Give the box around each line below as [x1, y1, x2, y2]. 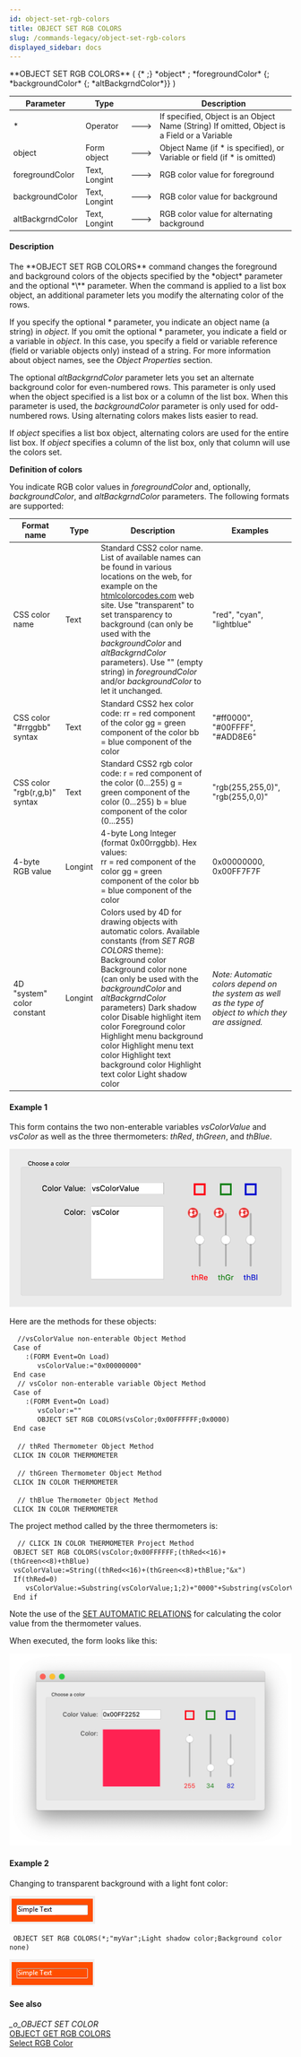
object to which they [211, 1007, 288, 1018]
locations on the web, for [100, 571, 193, 582]
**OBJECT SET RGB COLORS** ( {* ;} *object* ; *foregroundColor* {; [9, 68, 271, 80]
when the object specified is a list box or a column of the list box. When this [9, 391, 288, 402]
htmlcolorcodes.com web [100, 590, 194, 601]
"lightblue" [211, 619, 253, 629]
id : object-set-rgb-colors [9, 14, 110, 23]
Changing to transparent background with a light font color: [9, 1878, 228, 1888]
